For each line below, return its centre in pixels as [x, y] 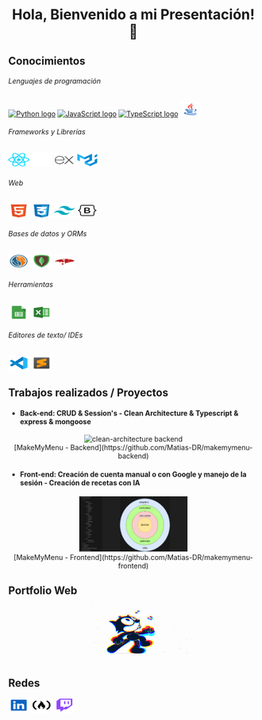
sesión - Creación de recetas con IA [80, 482]
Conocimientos [47, 61]
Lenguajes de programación [55, 81]
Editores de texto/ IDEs [46, 335]
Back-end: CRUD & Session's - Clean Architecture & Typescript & [129, 413]
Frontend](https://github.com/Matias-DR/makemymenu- [162, 557]
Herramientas [31, 284]
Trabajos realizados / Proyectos [89, 393]
